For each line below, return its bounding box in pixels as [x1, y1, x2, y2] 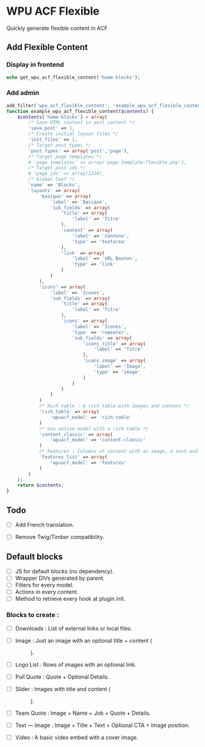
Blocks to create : [6, 611, 59, 620]
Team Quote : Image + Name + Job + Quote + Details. [15, 709, 151, 717]
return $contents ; [17, 482, 64, 488]
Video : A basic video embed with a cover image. [15, 734, 138, 741]
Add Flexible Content [6, 42, 88, 52]
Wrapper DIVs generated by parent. [15, 574, 105, 582]
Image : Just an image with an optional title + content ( [15, 637, 153, 644]
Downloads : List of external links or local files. [15, 624, 132, 632]
